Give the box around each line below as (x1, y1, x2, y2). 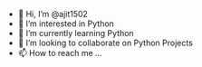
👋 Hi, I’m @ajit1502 (17, 9, 89, 19)
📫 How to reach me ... (17, 48, 102, 58)
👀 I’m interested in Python (17, 18, 115, 29)
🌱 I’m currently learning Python (17, 28, 134, 38)
